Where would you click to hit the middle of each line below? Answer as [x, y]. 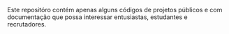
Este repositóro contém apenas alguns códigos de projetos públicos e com [115, 10]
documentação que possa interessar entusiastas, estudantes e [97, 17]
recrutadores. [27, 24]
